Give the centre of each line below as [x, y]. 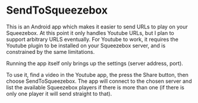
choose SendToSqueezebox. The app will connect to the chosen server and [99, 81]
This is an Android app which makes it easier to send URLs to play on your [97, 27]
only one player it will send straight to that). [59, 94]
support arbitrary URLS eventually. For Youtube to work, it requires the [92, 39]
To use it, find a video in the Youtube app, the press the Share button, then [98, 75]
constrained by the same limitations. [51, 51]
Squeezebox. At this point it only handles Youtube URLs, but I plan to [90, 33]
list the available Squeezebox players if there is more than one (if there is [95, 87]
